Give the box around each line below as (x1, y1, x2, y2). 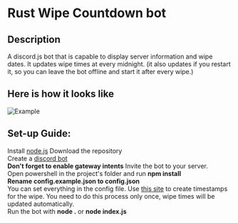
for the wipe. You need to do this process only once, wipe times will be (7, 192, 215, 200)
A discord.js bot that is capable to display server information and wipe (7, 52, 213, 61)
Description (7, 33, 61, 46)
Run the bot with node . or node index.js (7, 207, 127, 215)
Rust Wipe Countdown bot (7, 5, 167, 21)
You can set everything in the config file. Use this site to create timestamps (7, 184, 228, 193)
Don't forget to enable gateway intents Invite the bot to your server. (7, 162, 209, 170)
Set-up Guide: (7, 128, 71, 140)
